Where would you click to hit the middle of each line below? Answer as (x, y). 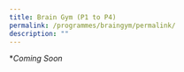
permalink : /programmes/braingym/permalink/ (92, 25)
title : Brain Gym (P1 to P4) (63, 17)
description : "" (39, 33)
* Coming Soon (36, 59)
